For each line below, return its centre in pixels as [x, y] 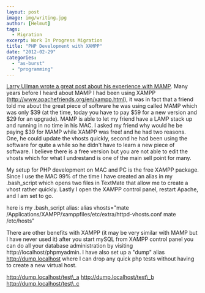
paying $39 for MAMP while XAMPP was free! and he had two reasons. [96, 132]
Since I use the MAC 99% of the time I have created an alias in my [90, 177]
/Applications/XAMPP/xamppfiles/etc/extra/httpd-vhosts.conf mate [91, 215]
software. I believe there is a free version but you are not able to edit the [97, 151]
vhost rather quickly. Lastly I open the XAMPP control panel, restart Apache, [102, 189]
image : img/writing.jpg [37, 18]
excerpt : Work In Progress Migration [54, 40]
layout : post [23, 12]
